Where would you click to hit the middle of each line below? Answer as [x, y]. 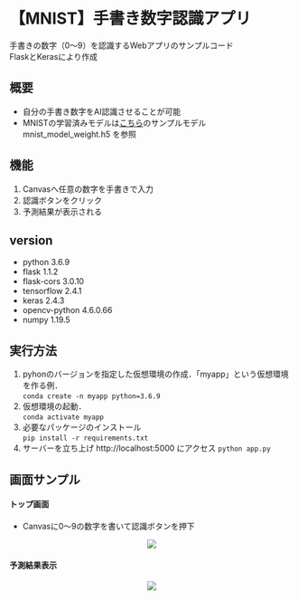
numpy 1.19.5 [46, 320]
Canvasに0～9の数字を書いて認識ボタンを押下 [109, 526]
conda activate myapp [63, 417]
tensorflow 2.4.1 [52, 291]
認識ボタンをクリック [62, 200]
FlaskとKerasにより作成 [53, 56]
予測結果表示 [33, 566]
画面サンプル [45, 479]
